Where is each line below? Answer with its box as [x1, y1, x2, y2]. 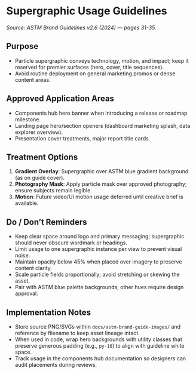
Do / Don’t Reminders [6, 217, 88, 227]
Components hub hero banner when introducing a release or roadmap [14, 109, 188, 117]
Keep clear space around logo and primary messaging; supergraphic [14, 233, 185, 240]
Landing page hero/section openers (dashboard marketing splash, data [14, 122, 191, 129]
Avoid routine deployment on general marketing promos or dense [14, 70, 176, 77]
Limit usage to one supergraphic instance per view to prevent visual [14, 246, 182, 253]
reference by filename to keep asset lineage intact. [14, 330, 140, 336]
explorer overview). [14, 128, 63, 136]
